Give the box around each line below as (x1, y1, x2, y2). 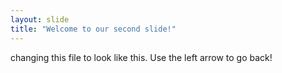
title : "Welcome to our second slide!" (10, 24, 177, 34)
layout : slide (10, 14, 70, 25)
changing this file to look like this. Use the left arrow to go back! (10, 51, 273, 63)
